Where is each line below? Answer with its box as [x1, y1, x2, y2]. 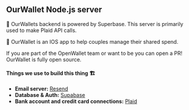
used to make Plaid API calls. [6, 27, 77, 34]
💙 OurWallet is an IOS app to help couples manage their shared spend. [6, 38, 178, 45]
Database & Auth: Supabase [14, 92, 86, 99]
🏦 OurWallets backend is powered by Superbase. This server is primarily [6, 20, 184, 27]
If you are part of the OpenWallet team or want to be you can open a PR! [6, 50, 183, 57]
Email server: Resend [14, 85, 68, 92]
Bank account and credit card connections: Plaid [14, 98, 138, 105]
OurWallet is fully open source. [6, 56, 82, 63]
